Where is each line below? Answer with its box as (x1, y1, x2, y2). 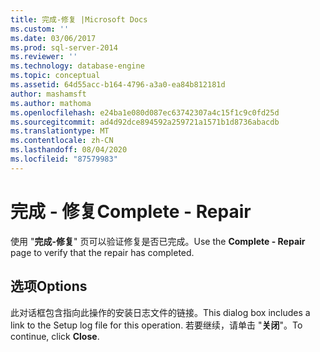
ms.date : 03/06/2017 (10, 33, 97, 43)
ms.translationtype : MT (10, 126, 110, 136)
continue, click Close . (10, 330, 100, 342)
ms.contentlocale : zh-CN (10, 136, 114, 146)
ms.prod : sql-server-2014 (10, 42, 118, 53)
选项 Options (10, 278, 88, 295)
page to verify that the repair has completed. (10, 246, 195, 258)
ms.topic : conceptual (10, 71, 101, 81)
